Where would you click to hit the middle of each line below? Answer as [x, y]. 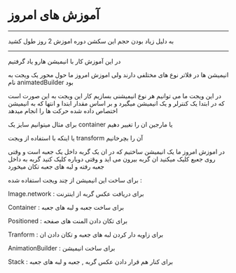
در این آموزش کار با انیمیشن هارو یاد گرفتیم [64, 61]
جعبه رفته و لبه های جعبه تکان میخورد [56, 166]
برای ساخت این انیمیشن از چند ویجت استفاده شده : [75, 180]
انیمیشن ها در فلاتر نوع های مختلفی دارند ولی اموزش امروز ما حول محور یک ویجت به [118, 74]
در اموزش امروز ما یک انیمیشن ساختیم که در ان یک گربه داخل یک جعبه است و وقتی [117, 152]
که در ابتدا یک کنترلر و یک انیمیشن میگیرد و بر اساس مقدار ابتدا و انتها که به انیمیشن [116, 103]
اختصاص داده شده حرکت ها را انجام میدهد [63, 111]
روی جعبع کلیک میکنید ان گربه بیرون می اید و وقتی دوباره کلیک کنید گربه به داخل [112, 159]
